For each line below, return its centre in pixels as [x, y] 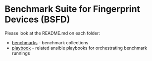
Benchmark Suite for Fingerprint [73, 9]
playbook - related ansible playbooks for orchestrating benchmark [79, 48]
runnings [21, 53]
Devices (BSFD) [37, 19]
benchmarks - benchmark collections [50, 42]
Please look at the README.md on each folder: [52, 33]
